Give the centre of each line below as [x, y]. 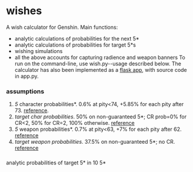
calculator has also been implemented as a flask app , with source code [101, 70]
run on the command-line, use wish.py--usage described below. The [98, 64]
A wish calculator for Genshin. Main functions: [62, 27]
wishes [24, 11]
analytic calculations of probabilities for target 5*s [75, 45]
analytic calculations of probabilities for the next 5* [77, 38]
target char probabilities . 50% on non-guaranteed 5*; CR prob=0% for [101, 117]
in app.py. [27, 76]
